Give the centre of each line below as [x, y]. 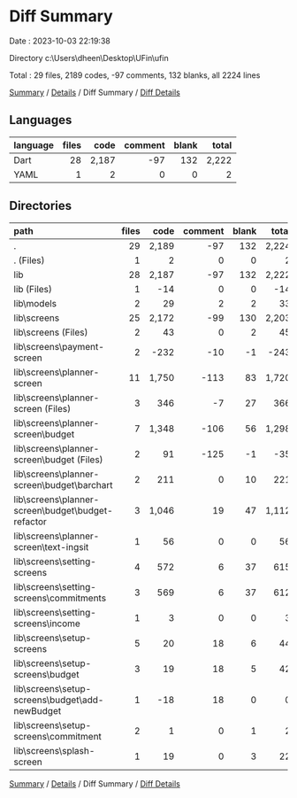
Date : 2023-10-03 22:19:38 [60, 41]
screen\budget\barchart [63, 484]
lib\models [35, 303]
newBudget [38, 710]
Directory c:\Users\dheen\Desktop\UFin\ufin [89, 58]
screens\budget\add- [59, 700]
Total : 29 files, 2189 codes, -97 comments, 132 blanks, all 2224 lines [135, 75]
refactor [30, 522]
